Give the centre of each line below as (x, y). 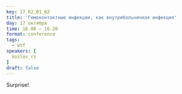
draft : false (23, 68)
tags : (13, 40)
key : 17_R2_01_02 (28, 12)
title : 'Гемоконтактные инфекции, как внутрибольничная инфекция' (92, 17)
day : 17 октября (27, 23)
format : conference (31, 34)
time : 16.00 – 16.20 (32, 29)
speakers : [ (21, 51)
